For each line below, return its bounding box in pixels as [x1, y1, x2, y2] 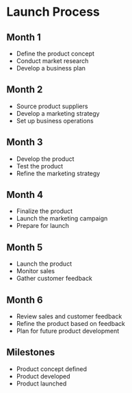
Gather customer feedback [16, 275, 93, 283]
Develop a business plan [16, 64, 86, 72]
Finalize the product [16, 207, 73, 216]
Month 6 [6, 294, 43, 305]
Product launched [16, 379, 67, 388]
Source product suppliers [16, 102, 88, 110]
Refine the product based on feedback [16, 320, 126, 328]
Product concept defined [16, 364, 87, 373]
